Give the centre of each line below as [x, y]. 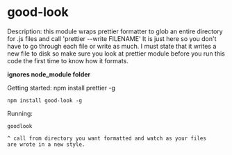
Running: [20, 113]
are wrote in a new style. [46, 144]
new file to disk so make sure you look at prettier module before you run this [116, 54]
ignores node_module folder [49, 74]
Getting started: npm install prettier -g [61, 88]
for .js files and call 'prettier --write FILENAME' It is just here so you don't [112, 38]
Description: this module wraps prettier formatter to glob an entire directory [115, 31]
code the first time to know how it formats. [68, 60]
